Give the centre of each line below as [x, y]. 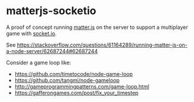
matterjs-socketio [51, 11]
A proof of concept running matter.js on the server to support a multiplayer [97, 27]
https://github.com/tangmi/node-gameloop [67, 80]
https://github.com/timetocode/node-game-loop [74, 74]
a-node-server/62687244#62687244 [52, 51]
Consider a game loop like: [39, 62]
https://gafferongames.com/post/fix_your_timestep [77, 93]
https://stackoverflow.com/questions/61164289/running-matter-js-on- [102, 45]
